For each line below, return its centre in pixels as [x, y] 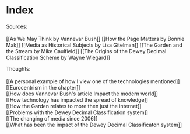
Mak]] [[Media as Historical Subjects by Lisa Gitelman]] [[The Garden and [94, 45]
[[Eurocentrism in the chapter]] [43, 87]
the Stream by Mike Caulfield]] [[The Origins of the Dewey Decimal [86, 51]
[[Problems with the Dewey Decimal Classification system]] [77, 112]
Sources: [17, 26]
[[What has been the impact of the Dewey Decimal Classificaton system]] [94, 125]
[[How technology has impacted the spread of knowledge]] [77, 99]
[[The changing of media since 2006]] [52, 118]
